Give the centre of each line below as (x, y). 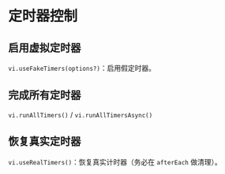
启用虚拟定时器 (45, 48)
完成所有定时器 (45, 95)
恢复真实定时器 (45, 141)
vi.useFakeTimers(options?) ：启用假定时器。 (82, 68)
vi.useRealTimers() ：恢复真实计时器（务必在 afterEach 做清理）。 (115, 161)
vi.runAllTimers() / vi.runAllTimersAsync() (81, 114)
